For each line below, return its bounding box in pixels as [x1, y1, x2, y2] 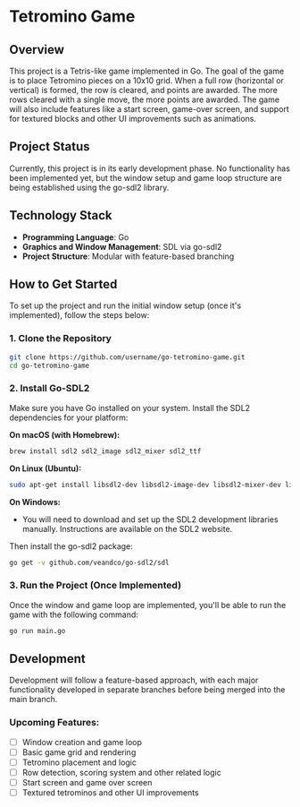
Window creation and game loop [21, 736, 143, 747]
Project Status [9, 139, 91, 154]
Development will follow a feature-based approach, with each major [9, 674, 259, 686]
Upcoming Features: [9, 717, 100, 729]
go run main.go [9, 626, 66, 635]
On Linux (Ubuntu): [9, 463, 82, 474]
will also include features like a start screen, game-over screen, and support [9, 104, 290, 114]
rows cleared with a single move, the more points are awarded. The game [9, 94, 279, 105]
